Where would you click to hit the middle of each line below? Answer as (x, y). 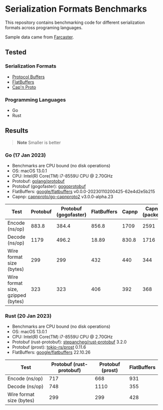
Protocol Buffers (28, 77)
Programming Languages (36, 100)
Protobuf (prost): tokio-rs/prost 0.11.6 (49, 347)
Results (17, 131)
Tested (16, 52)
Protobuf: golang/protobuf (38, 181)
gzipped (17, 295)
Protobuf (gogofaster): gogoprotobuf (49, 186)
